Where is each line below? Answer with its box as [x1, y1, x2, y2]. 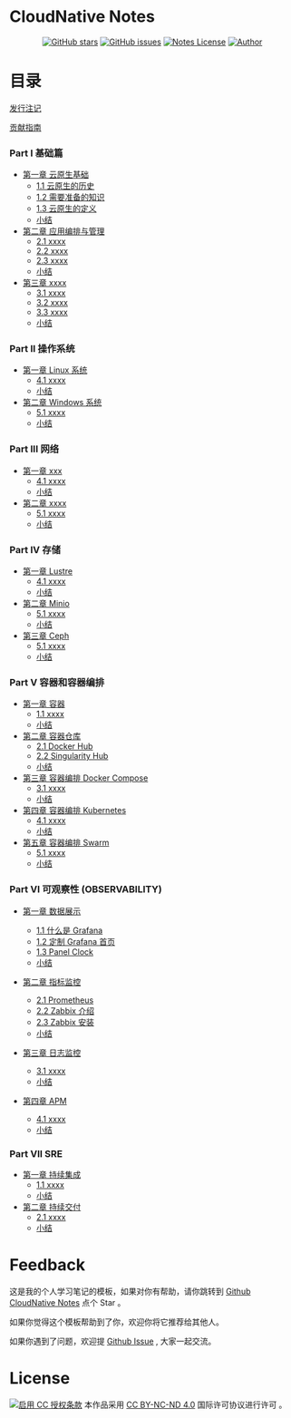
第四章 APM [22, 1095, 67, 1106]
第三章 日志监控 [22, 1047, 82, 1058]
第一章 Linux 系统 [22, 364, 88, 375]
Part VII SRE [9, 1147, 63, 1160]
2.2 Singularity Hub [35, 751, 109, 762]
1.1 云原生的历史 [35, 180, 95, 191]
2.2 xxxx [35, 246, 69, 257]
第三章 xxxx [22, 277, 67, 288]
